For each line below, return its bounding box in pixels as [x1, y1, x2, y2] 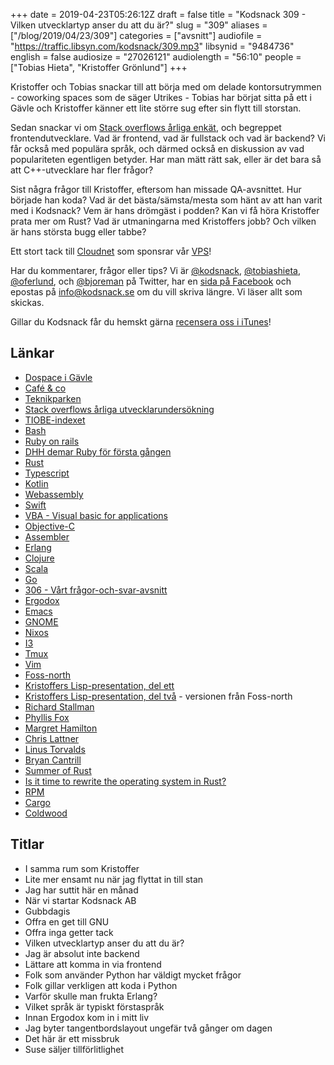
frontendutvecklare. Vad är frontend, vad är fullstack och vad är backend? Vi [10, 132, 326, 144]
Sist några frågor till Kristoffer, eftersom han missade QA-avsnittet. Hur [10, 184, 302, 195]
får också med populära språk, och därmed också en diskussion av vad [10, 143, 305, 154]
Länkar [10, 345, 55, 362]
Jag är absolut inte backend [24, 947, 140, 959]
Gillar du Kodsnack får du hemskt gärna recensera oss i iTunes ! [10, 316, 272, 328]
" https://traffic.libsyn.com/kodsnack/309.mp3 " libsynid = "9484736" [10, 40, 295, 52]
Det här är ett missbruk [24, 1032, 120, 1044]
